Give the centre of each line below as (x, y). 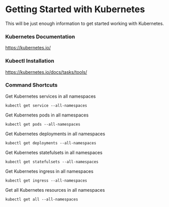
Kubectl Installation (30, 61)
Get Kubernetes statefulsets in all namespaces (54, 152)
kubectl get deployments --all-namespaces (51, 143)
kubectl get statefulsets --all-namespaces (52, 162)
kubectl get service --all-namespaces (46, 105)
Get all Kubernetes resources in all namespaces (55, 190)
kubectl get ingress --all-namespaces (46, 181)
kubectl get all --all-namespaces (42, 199)
